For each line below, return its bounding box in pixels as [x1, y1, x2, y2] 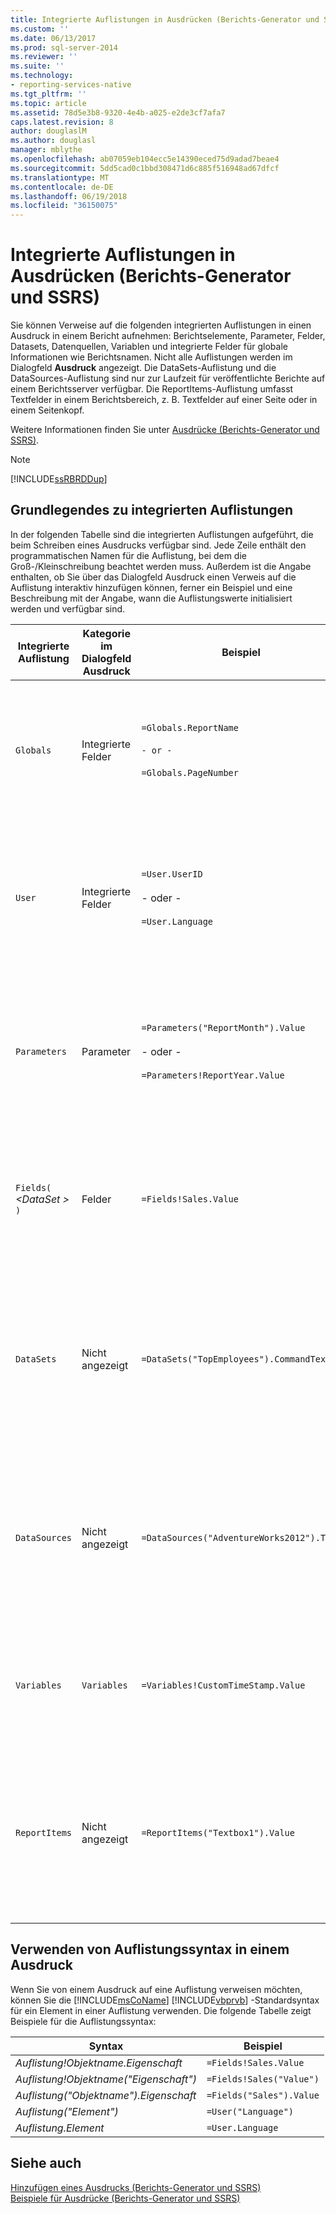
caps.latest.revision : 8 [10, 117, 114, 127]
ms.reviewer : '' [10, 52, 78, 62]
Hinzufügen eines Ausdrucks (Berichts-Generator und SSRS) [10, 2181, 262, 2193]
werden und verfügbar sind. [10, 602, 126, 615]
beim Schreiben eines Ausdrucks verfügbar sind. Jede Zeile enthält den [10, 539, 307, 551]
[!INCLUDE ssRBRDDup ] [10, 473, 108, 485]
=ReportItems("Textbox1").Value [141, 1827, 295, 1838]
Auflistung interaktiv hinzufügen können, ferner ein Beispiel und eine [10, 581, 293, 593]
